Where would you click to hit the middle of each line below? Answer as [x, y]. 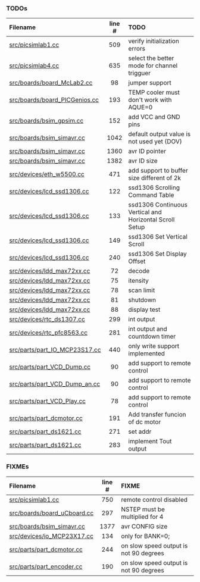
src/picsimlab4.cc [34, 65]
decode [139, 271]
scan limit [142, 290]
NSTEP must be [143, 509]
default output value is [160, 134]
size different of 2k [155, 178]
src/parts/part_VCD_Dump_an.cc [55, 384]
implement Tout [150, 442]
